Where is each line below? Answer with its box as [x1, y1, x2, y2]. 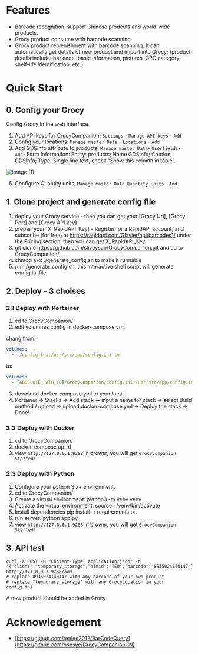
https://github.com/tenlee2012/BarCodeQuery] [16, 635, 131, 642]
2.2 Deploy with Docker [6, 423, 75, 431]
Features [6, 4, 51, 17]
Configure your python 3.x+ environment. [14, 483, 115, 490]
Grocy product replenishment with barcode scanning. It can [14, 42, 160, 49]
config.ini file [14, 269, 47, 276]
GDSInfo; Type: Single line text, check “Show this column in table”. [14, 157, 176, 164]
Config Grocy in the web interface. [6, 120, 90, 127]
